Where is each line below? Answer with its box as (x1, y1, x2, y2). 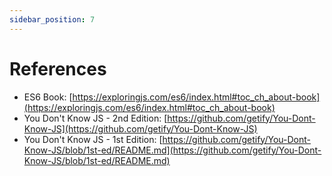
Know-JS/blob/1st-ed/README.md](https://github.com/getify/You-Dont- (23, 144, 322, 156)
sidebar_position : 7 (9, 14, 96, 25)
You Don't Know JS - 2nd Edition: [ (23, 112, 168, 124)
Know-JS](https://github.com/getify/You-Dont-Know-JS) (23, 122, 258, 135)
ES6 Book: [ (23, 91, 73, 103)
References (9, 57, 107, 80)
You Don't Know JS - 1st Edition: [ (23, 133, 163, 145)
